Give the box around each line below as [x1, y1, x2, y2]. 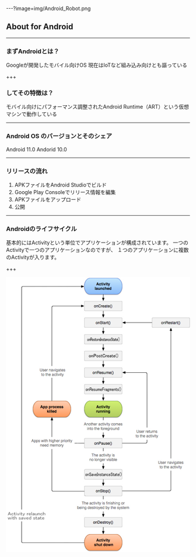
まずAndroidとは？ [6, 47, 60, 55]
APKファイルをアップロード [14, 196, 82, 203]
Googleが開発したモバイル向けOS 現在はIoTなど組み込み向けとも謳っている [6, 61, 188, 69]
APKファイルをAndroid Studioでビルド [14, 181, 107, 188]
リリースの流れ [6, 167, 48, 175]
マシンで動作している [6, 110, 57, 117]
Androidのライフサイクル [6, 224, 77, 233]
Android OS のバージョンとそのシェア [6, 132, 113, 140]
